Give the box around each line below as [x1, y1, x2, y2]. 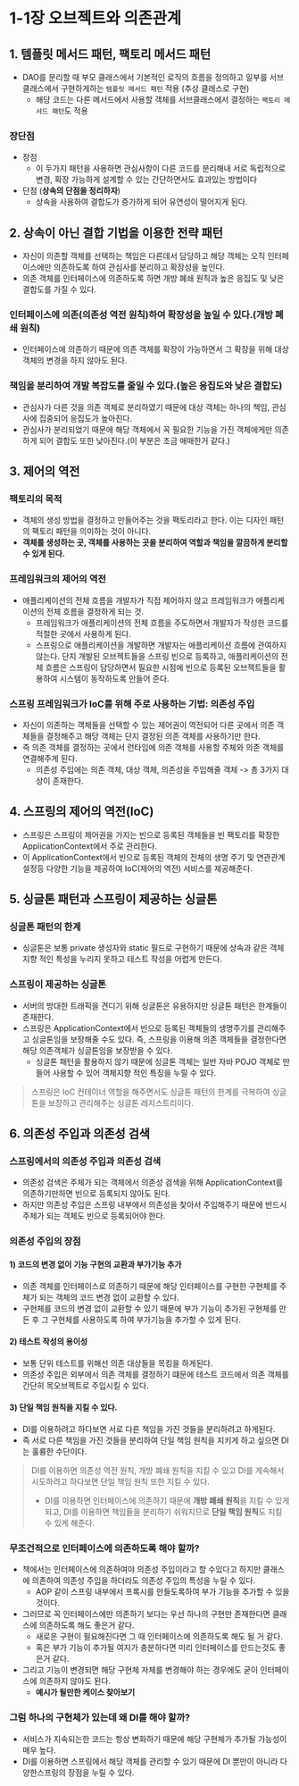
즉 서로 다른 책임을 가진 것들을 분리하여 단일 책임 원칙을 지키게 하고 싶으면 [21, 1435, 279, 1446]
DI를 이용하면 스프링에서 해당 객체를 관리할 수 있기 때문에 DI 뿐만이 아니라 [21, 1756, 278, 1766]
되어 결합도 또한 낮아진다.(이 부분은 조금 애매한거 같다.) [38, 435, 230, 446]
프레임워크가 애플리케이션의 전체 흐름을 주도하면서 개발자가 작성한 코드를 [35, 617, 289, 628]
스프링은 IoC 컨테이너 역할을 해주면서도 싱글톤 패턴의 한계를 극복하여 [30, 1086, 270, 1097]
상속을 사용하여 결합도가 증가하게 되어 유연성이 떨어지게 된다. [35, 197, 248, 207]
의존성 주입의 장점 [9, 1235, 82, 1247]
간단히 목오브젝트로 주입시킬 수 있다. [21, 1379, 149, 1390]
